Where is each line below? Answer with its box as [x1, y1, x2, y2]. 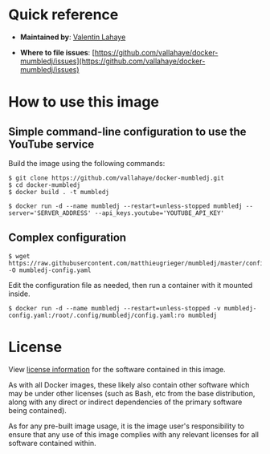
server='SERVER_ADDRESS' [8, 209, 92, 217]
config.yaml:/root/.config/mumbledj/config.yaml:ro [8, 311, 185, 319]
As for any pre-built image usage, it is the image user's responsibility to [8, 421, 245, 431]
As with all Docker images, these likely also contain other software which [8, 379, 250, 390]
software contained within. [8, 438, 96, 448]
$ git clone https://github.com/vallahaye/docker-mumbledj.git [8, 174, 225, 182]
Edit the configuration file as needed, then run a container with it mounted [8, 280, 253, 290]
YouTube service [8, 137, 95, 151]
